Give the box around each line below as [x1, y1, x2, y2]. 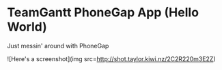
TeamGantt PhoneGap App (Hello [7, 5, 199, 20]
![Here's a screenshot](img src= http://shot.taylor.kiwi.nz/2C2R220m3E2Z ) [7, 54, 217, 63]
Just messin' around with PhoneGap [7, 41, 109, 50]
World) [7, 19, 47, 35]
